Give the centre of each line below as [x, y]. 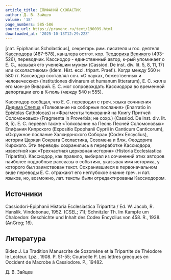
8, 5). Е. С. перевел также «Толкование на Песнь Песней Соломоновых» [85, 124]
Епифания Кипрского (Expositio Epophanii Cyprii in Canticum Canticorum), [85, 129]
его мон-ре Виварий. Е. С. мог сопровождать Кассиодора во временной [85, 87]
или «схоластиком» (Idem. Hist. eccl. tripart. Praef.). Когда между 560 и [83, 70]
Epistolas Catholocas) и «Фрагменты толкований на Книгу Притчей [78, 113]
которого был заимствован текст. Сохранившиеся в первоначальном [81, 167]
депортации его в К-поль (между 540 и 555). [54, 92]
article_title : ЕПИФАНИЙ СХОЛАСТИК [43, 10]
